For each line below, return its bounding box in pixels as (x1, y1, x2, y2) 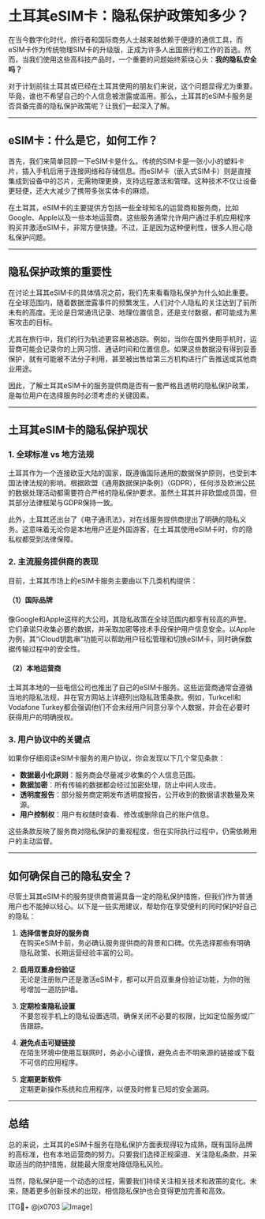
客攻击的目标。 (8, 317, 57, 326)
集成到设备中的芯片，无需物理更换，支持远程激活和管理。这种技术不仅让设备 (8, 175, 257, 186)
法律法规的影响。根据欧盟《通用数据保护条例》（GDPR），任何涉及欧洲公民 (14, 478, 256, 488)
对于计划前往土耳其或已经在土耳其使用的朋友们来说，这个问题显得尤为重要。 (8, 81, 257, 91)
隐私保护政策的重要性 (8, 266, 112, 279)
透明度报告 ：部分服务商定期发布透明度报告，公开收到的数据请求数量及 (19, 790, 248, 799)
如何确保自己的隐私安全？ (8, 869, 132, 882)
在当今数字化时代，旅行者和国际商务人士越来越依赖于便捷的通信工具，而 (8, 35, 243, 44)
